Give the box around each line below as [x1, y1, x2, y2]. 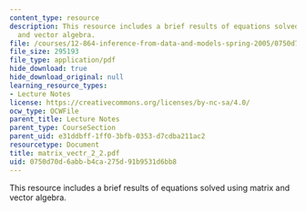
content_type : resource [9, 13, 100, 23]
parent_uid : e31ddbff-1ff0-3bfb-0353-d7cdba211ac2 [9, 132, 206, 141]
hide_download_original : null [9, 73, 125, 82]
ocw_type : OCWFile [9, 106, 79, 116]
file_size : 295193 [9, 47, 79, 56]
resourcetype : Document [9, 140, 100, 149]
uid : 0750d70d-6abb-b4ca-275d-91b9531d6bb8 [9, 156, 178, 167]
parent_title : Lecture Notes [9, 115, 120, 124]
